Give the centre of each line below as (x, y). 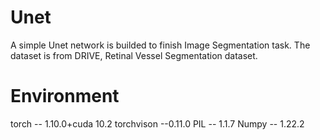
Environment (65, 96)
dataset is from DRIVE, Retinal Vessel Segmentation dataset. (134, 55)
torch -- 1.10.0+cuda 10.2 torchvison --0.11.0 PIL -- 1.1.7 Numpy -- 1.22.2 (157, 123)
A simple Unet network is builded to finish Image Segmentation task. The (160, 45)
